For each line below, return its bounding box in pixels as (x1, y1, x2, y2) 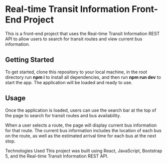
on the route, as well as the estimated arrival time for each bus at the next (5, 133, 157, 139)
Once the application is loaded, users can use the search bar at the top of (5, 107, 157, 113)
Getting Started (5, 56, 54, 64)
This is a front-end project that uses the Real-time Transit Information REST (5, 30, 160, 36)
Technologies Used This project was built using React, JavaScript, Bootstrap (5, 148, 163, 154)
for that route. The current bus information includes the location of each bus (5, 127, 162, 133)
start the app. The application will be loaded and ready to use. (5, 79, 133, 85)
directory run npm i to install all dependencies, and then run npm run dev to (5, 74, 161, 80)
